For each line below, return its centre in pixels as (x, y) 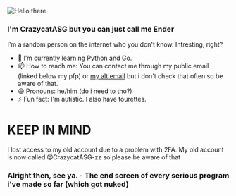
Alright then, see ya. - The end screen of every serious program (118, 176)
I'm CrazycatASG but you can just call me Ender (91, 29)
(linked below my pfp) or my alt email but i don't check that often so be (120, 76)
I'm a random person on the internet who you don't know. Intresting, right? (115, 44)
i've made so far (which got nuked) (68, 185)
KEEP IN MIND (49, 130)
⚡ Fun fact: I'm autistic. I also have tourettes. (82, 99)
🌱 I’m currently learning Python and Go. (75, 58)
